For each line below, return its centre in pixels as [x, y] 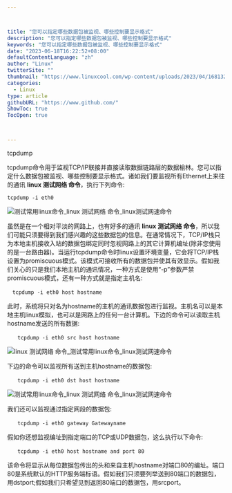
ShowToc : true [28, 109]
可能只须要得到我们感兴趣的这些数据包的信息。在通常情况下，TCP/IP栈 [114, 235]
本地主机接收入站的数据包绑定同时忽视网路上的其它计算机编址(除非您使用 [117, 243]
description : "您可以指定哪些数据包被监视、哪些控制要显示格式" [89, 38]
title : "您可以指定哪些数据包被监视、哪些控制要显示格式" [80, 32]
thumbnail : [23, 77]
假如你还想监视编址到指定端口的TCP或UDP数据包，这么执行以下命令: [105, 437]
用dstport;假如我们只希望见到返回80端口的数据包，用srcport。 [96, 482]
